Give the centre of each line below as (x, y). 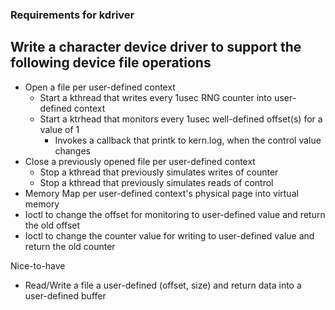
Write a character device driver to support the (156, 47)
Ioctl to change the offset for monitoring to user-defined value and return (175, 214)
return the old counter (70, 246)
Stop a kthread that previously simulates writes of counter (159, 172)
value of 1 (59, 129)
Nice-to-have (38, 265)
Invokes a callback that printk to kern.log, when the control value (188, 140)
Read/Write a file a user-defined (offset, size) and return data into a (163, 285)
